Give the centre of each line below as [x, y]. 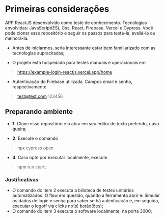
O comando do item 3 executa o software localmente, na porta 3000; [82, 211]
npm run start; [31, 167]
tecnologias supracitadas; [38, 53]
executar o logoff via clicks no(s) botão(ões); [58, 206]
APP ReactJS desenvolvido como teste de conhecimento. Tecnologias [76, 23]
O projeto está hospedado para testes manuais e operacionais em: [80, 62]
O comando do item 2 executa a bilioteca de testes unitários [73, 191]
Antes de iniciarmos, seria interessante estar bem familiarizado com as [84, 48]
